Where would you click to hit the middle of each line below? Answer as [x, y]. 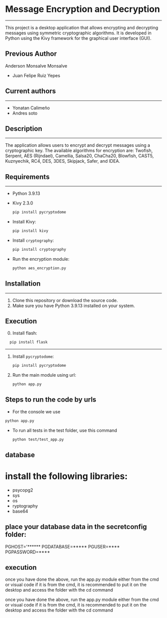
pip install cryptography [39, 249]
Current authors [31, 91]
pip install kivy [30, 231]
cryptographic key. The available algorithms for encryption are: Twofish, [79, 151]
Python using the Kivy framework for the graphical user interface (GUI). [78, 38]
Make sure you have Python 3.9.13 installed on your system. [74, 306]
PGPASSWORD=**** [28, 552]
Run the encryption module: [41, 259]
